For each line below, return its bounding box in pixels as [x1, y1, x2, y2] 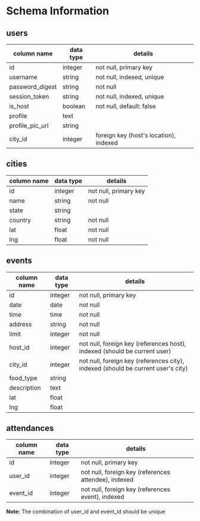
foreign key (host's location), [95, 131, 176, 139]
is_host [9, 102, 29, 110]
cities [6, 159, 27, 169]
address [9, 320, 32, 328]
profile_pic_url [9, 121, 49, 130]
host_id [9, 343, 30, 351]
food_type [9, 373, 37, 382]
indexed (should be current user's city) [79, 364, 189, 372]
